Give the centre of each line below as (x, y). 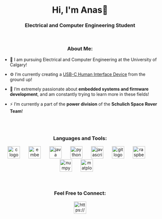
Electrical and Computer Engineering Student (80, 26)
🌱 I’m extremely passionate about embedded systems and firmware (79, 89)
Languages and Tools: (80, 138)
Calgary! (18, 65)
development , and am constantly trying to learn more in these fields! (79, 94)
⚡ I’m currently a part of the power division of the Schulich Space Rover (83, 104)
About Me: (80, 49)
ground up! (21, 79)
